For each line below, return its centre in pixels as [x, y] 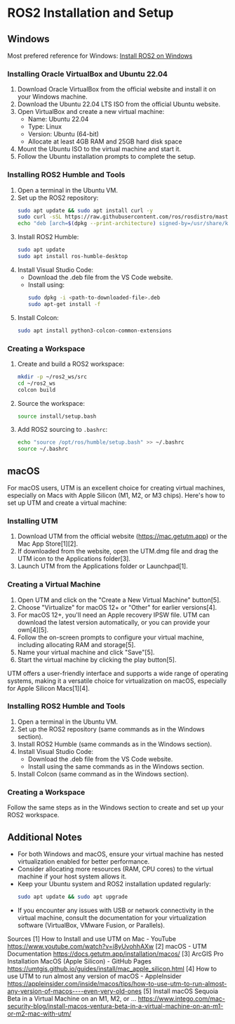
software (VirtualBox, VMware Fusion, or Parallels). [91, 925]
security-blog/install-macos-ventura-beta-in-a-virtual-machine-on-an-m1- [115, 1006]
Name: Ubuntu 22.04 [58, 119]
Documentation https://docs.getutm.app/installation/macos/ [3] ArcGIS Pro [115, 954]
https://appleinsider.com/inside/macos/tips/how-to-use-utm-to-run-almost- [117, 983]
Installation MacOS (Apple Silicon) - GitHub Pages [80, 961]
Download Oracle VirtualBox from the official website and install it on [116, 89]
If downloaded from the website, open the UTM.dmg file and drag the [118, 551]
